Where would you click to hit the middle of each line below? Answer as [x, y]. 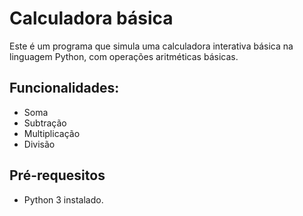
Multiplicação [52, 133]
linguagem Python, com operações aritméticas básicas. [124, 56]
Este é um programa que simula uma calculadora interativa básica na [151, 46]
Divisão [39, 144]
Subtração [45, 123]
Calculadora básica [91, 18]
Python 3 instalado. [63, 199]
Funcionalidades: [64, 88]
